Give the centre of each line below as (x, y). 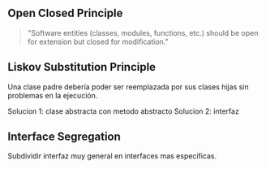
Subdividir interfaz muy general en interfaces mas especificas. (112, 156)
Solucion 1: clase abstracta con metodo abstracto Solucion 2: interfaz (124, 111)
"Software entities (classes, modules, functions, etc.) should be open (143, 32)
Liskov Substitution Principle (82, 67)
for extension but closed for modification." (98, 41)
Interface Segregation (64, 137)
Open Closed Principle (65, 13)
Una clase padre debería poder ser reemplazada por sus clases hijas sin (128, 87)
